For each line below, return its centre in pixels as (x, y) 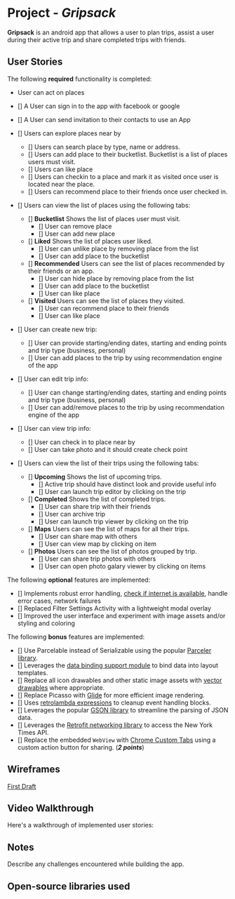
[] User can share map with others (88, 536)
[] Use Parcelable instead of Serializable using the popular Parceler (114, 650)
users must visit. (52, 161)
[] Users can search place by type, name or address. (104, 147)
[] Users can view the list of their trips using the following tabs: (108, 463)
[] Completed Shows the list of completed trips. (97, 499)
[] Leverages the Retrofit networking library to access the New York (115, 725)
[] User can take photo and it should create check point (108, 449)
